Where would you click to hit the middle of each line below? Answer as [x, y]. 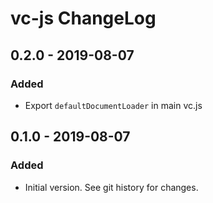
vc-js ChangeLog [83, 18]
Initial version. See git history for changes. [111, 187]
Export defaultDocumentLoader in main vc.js [113, 105]
